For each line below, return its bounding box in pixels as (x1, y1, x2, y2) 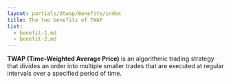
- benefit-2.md (13, 36, 57, 43)
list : (7, 23, 23, 30)
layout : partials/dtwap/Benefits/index (7, 10, 122, 17)
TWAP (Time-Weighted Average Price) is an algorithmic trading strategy (7, 54, 214, 63)
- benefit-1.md (13, 29, 57, 36)
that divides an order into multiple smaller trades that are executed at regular (7, 62, 224, 70)
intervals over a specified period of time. (7, 70, 122, 78)
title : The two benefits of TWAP (7, 17, 103, 23)
